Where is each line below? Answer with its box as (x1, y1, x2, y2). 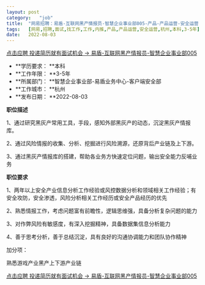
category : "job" (6, 15, 53, 21)
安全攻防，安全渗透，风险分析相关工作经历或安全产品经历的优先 (6, 194, 167, 202)
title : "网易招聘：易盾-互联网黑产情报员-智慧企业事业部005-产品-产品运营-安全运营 (6, 20, 199, 26)
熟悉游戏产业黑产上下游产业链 (6, 259, 81, 267)
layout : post (6, 9, 40, 15)
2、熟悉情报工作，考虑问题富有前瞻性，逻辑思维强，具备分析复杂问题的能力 (6, 207, 198, 215)
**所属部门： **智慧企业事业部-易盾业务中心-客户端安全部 (15, 78, 162, 85)
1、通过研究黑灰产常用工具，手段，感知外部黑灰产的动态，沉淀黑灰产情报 (6, 119, 191, 126)
